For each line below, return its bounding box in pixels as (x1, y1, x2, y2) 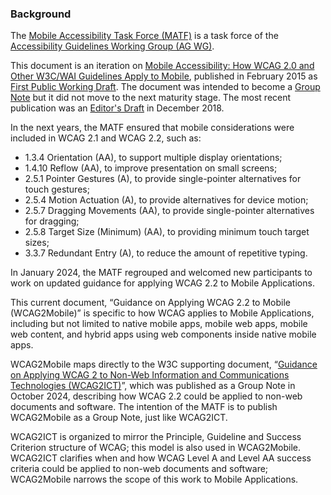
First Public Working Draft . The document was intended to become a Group (10, 81, 321, 93)
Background (10, 7, 72, 21)
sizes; (24, 237, 50, 249)
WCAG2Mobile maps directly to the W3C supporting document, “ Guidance (10, 358, 318, 371)
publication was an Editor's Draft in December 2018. (10, 102, 225, 114)
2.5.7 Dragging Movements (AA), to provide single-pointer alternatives (24, 205, 315, 217)
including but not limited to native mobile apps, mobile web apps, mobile (10, 318, 308, 330)
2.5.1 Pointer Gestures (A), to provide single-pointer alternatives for (24, 173, 302, 185)
